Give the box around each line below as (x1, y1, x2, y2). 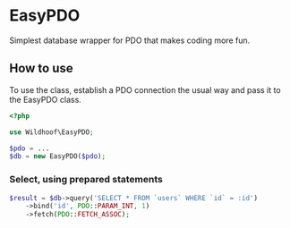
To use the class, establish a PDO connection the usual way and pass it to (9, 84, 281, 95)
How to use (9, 61, 73, 76)
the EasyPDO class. (9, 94, 82, 105)
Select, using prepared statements (9, 173, 163, 186)
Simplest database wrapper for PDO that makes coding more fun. (9, 35, 251, 46)
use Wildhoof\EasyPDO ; (9, 127, 94, 137)
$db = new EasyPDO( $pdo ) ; (9, 152, 106, 161)
